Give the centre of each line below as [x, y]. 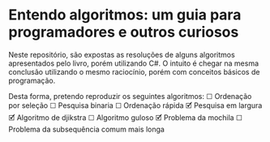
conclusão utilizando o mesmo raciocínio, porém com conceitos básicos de [134, 71]
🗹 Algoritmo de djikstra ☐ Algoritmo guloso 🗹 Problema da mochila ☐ [126, 117]
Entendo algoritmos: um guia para [125, 15]
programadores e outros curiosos [124, 32]
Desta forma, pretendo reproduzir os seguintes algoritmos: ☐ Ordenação [130, 96]
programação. [32, 80]
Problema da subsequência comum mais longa [86, 129]
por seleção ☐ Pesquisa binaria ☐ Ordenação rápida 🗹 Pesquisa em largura [135, 105]
